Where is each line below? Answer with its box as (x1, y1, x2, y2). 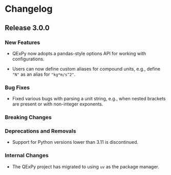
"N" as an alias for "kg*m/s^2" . (12, 71, 76, 77)
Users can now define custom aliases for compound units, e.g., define (12, 65, 161, 72)
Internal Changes (5, 152, 49, 159)
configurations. (12, 56, 45, 62)
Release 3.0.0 (5, 24, 50, 32)
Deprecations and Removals (5, 127, 76, 135)
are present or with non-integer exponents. (12, 101, 103, 107)
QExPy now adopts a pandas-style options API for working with (12, 50, 146, 56)
